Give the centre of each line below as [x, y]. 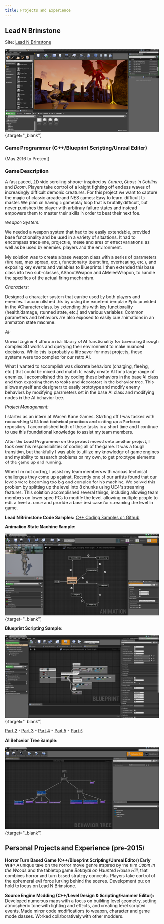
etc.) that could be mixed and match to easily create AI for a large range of [80, 371]
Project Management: [27, 407]
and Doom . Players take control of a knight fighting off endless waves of [78, 187]
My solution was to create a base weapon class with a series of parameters [81, 257]
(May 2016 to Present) [27, 159]
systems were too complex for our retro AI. [48, 357]
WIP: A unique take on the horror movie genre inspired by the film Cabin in [80, 865]
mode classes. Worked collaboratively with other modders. [64, 916]
